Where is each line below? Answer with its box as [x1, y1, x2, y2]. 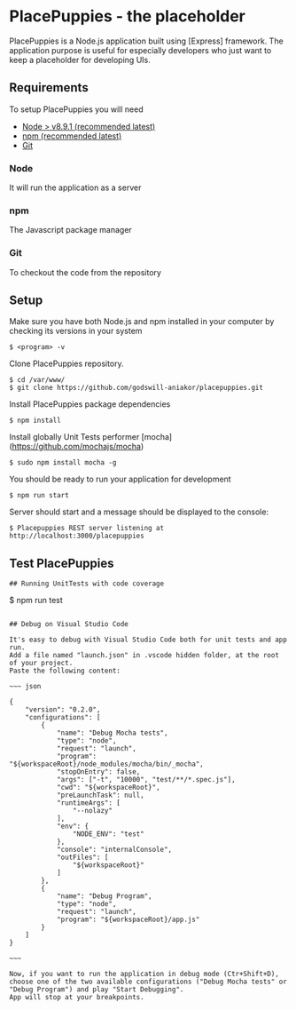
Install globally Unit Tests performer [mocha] [9, 432, 173, 442]
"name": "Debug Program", [56, 892, 152, 901]
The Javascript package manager [9, 225, 133, 235]
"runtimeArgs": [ [56, 799, 121, 807]
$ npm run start [9, 491, 69, 500]
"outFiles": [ [56, 853, 109, 863]
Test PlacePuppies [9, 555, 114, 570]
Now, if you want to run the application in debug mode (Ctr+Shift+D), [9, 970, 279, 979]
